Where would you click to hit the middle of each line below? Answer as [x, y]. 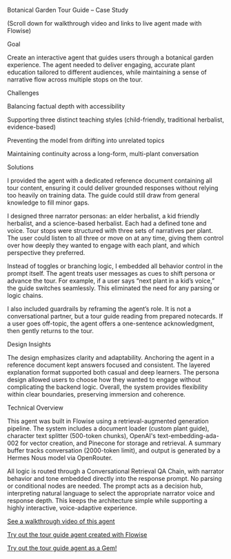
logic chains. [25, 295]
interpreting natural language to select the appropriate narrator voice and [111, 493]
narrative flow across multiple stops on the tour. [75, 79]
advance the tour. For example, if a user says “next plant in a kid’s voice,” [111, 281]
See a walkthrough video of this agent [61, 521]
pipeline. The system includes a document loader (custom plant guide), [108, 428]
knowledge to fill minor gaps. [48, 202]
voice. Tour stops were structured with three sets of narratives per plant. [110, 230]
